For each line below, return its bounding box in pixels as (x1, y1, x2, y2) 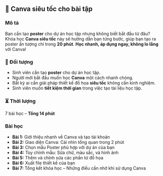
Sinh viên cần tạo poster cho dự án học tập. (12, 69, 101, 75)
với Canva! (5, 46, 27, 52)
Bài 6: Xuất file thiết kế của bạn (12, 160, 75, 166)
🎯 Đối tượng (5, 58, 33, 65)
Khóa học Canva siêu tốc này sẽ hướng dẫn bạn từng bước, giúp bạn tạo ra (5, 36, 156, 42)
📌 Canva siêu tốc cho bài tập (5, 5, 93, 13)
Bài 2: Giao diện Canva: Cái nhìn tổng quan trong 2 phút (12, 139, 124, 145)
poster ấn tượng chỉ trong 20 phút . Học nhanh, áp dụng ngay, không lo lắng (5, 41, 159, 47)
